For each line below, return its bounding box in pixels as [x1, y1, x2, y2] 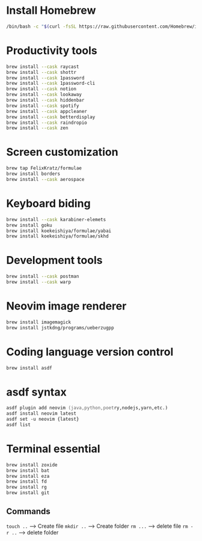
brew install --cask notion [6, 86, 77, 92]
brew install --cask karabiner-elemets [6, 216, 106, 222]
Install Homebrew [6, 4, 96, 17]
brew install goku [6, 222, 52, 228]
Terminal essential [6, 442, 100, 456]
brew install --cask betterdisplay [6, 114, 96, 120]
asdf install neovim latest [6, 411, 77, 417]
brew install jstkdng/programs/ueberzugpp [6, 325, 114, 331]
